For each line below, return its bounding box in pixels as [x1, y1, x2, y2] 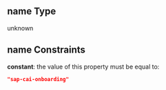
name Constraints [7, 44, 86, 56]
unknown [7, 24, 34, 32]
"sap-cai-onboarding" [7, 75, 70, 82]
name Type [7, 6, 56, 17]
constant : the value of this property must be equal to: [7, 62, 160, 71]
